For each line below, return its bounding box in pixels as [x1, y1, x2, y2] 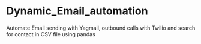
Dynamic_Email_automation [6, 4, 148, 18]
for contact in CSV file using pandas [6, 30, 96, 37]
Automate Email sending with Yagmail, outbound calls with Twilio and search [6, 24, 196, 31]
